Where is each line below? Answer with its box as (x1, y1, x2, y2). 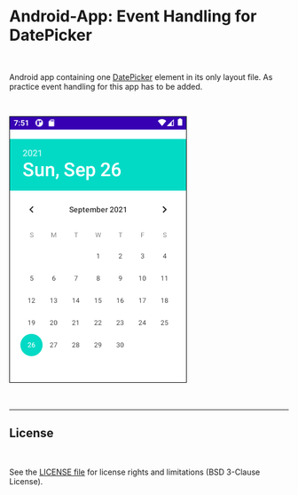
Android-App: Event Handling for (9, 6, 257, 27)
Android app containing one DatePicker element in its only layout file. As (9, 71, 273, 82)
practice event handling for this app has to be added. (9, 81, 203, 92)
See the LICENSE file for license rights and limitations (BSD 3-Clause (9, 467, 261, 477)
